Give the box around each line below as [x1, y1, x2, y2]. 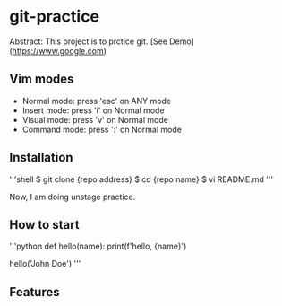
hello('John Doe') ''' [9, 258, 81, 269]
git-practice [9, 6, 100, 27]
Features [9, 284, 60, 300]
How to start [9, 217, 80, 232]
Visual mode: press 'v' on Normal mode [21, 114, 168, 125]
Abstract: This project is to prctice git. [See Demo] [9, 36, 194, 47]
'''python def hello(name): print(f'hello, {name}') [9, 240, 187, 252]
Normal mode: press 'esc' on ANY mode [21, 95, 172, 106]
